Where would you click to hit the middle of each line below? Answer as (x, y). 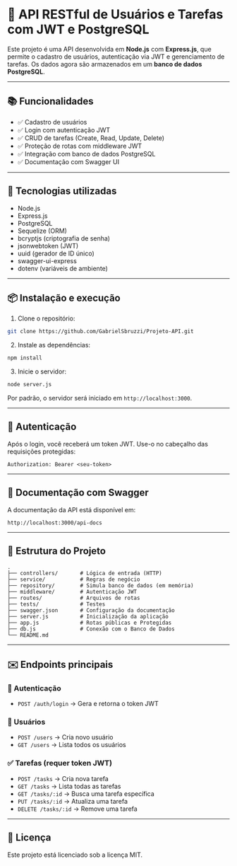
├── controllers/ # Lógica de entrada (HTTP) (85, 573)
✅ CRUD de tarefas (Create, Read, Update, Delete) (91, 138)
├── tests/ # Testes (56, 604)
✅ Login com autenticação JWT (64, 129)
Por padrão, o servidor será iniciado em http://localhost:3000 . (100, 398)
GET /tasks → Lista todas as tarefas (69, 786)
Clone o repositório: (46, 318)
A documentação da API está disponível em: (72, 509)
